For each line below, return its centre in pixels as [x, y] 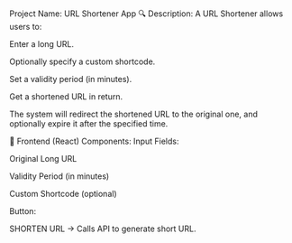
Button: [23, 211]
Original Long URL [43, 159]
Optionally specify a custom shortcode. [82, 61]
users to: [26, 27]
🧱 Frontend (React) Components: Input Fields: [94, 141]
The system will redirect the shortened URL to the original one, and [134, 114]
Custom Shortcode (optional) [63, 194]
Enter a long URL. [42, 44]
